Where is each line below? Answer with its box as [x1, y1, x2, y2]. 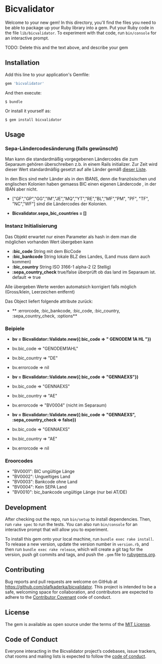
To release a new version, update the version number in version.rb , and [5, 541, 149, 547]
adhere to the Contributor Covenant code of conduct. [5, 594, 112, 600]
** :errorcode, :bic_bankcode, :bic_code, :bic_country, [12, 308, 120, 313]
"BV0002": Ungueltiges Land [12, 474, 70, 480]
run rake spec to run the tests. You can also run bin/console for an [5, 522, 138, 527]
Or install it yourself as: [5, 108, 51, 114]
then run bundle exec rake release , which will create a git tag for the [5, 547, 143, 552]
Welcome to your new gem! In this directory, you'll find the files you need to [5, 20, 156, 25]
